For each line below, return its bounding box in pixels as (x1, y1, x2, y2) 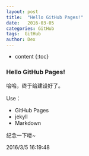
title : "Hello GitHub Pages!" (6, 14, 84, 20)
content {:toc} (14, 53, 49, 60)
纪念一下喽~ (6, 132, 36, 139)
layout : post (6, 8, 39, 15)
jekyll (14, 113, 28, 120)
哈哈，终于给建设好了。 (6, 82, 63, 90)
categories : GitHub (6, 25, 55, 32)
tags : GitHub (6, 31, 42, 37)
